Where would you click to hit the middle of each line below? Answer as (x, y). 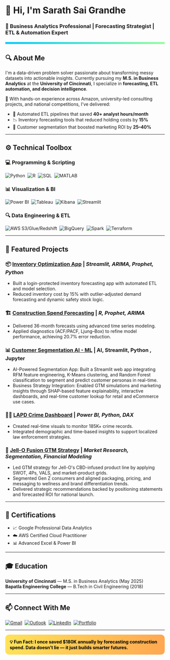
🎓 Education (27, 566)
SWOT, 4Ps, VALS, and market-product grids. (60, 473)
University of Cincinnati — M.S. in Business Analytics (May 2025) (74, 581)
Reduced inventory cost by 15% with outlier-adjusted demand (77, 294)
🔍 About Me (25, 58)
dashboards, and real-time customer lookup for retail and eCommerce (86, 396)
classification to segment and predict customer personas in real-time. (85, 380)
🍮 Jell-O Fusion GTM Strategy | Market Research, (67, 450)
